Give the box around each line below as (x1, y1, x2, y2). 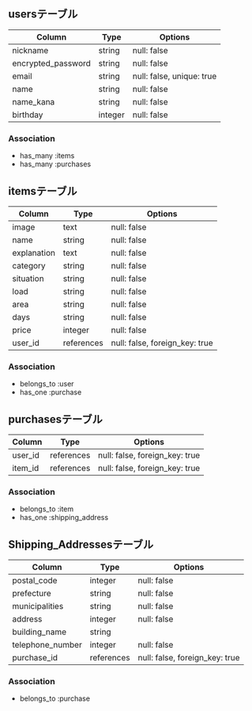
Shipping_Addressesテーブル (8, 538, 154, 551)
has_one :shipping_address (19, 513, 109, 523)
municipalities (12, 601, 64, 612)
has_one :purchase (19, 387, 82, 397)
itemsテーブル (8, 184, 77, 198)
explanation (12, 247, 55, 258)
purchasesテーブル (8, 413, 103, 426)
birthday (12, 109, 43, 120)
